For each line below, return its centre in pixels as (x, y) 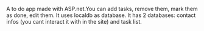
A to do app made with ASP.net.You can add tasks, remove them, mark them (102, 9)
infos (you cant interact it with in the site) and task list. (74, 22)
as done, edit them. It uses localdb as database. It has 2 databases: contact (101, 15)
